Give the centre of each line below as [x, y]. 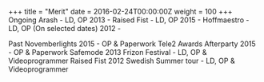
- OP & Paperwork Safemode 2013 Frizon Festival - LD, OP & [108, 52]
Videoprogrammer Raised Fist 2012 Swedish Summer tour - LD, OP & [122, 61]
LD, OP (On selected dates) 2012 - [65, 28]
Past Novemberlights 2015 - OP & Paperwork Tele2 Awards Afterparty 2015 [132, 44]
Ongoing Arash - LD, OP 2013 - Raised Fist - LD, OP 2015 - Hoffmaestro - [129, 20]
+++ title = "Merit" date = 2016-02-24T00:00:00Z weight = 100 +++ [120, 12]
